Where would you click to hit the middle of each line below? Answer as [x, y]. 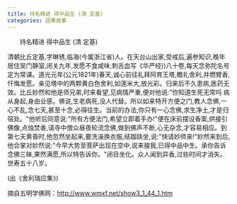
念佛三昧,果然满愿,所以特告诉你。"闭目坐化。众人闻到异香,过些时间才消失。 [117, 154]
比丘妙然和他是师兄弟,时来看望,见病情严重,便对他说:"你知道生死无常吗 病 [125, 92]
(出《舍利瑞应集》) [33, 178]
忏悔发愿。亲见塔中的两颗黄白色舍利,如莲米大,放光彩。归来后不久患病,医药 [116, 83]
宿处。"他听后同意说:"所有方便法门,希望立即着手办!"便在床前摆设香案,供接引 [117, 118]
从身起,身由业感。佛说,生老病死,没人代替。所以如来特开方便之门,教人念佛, [114, 101]
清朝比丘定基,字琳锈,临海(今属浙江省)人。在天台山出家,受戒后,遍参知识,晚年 [116, 57]
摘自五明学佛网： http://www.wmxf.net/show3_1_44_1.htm [90, 193]
